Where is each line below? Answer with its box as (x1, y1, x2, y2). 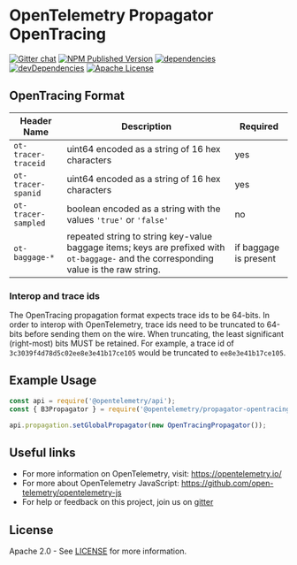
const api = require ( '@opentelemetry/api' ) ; (9, 396, 176, 405)
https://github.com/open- (180, 478, 274, 489)
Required (240, 120, 279, 133)
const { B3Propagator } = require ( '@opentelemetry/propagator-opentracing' (9, 404, 294, 414)
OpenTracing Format (9, 88, 126, 103)
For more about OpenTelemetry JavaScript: (21, 478, 179, 489)
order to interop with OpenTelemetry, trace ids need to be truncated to (9, 319, 265, 330)
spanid (13, 187, 42, 198)
